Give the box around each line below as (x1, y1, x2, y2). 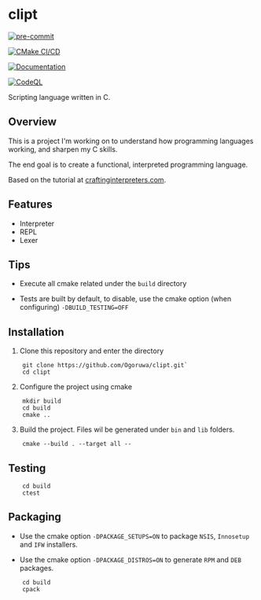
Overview (8, 116, 57, 129)
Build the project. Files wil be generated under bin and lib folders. (19, 425, 235, 434)
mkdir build (22, 397, 61, 406)
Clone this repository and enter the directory (19, 346, 164, 355)
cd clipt (22, 368, 51, 377)
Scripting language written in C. (8, 92, 111, 101)
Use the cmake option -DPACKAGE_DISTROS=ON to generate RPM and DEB (19, 554, 242, 564)
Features (8, 198, 53, 212)
